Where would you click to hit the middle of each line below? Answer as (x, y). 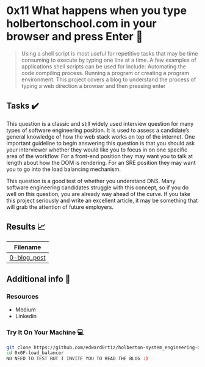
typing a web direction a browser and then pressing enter (93, 85)
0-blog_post (27, 257)
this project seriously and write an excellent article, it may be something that (102, 200)
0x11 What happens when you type (97, 11)
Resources (23, 296)
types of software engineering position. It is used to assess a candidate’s (98, 130)
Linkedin (26, 316)
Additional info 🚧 (38, 279)
